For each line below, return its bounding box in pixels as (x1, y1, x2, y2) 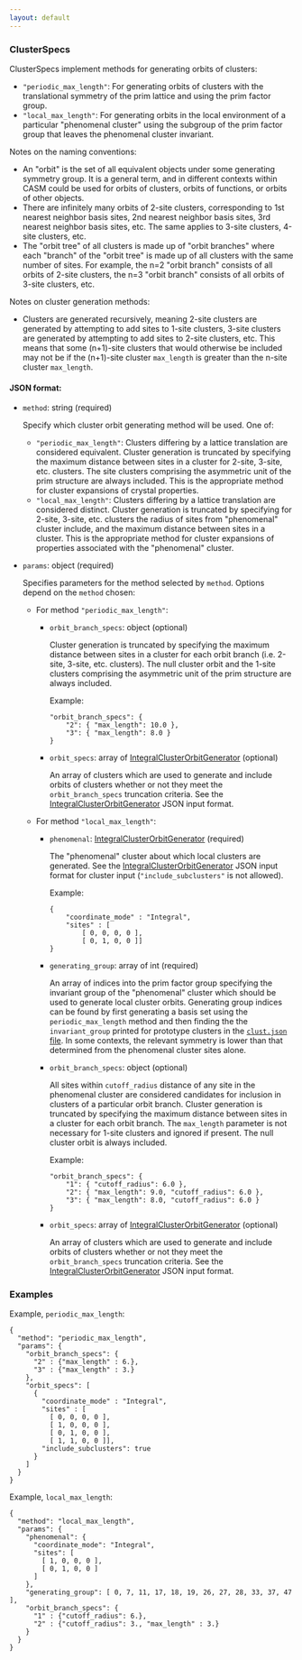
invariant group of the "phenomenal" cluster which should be (49, 987, 277, 998)
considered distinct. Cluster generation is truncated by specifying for (35, 504, 293, 515)
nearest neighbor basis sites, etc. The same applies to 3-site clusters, (22, 221, 282, 232)
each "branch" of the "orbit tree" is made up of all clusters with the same (22, 250, 294, 261)
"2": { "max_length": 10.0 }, (66, 720, 179, 730)
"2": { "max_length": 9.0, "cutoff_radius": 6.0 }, (66, 1188, 264, 1197)
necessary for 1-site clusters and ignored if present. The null (49, 1128, 274, 1139)
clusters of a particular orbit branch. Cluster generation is (49, 1099, 263, 1110)
